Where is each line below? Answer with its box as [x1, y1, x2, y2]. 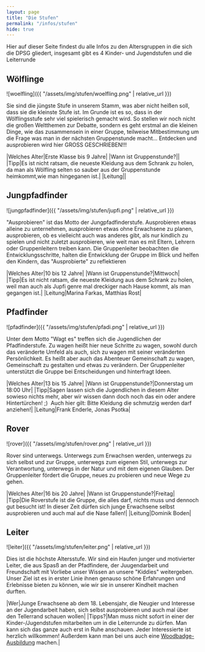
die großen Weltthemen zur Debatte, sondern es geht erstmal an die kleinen [6, 122, 198, 129]
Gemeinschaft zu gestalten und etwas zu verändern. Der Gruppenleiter [6, 361, 185, 368]
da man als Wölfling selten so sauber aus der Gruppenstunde [6, 166, 161, 174]
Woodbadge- [161, 632, 195, 640]
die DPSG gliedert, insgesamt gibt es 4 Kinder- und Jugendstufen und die [6, 50, 192, 57]
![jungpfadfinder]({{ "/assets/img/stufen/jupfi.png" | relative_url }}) [6, 206, 174, 214]
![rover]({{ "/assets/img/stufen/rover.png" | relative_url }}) [6, 440, 152, 447]
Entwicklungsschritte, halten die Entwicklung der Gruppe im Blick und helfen [6, 251, 199, 258]
